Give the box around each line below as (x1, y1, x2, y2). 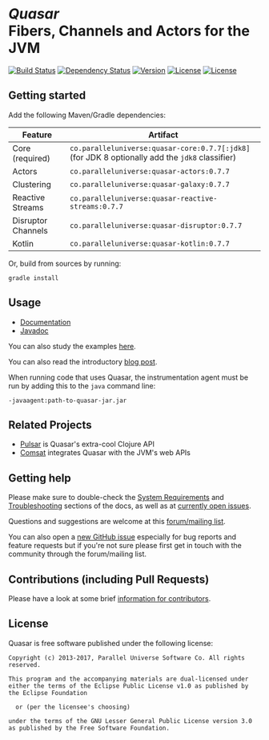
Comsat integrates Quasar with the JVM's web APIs (19, 448, 191, 457)
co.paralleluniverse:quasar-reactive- (69, 193, 218, 203)
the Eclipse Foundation (8, 689, 88, 697)
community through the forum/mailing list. (8, 549, 147, 559)
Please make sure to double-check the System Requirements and (8, 493, 224, 502)
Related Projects (8, 418, 92, 432)
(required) (12, 152, 50, 164)
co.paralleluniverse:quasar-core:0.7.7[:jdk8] (69, 144, 251, 152)
